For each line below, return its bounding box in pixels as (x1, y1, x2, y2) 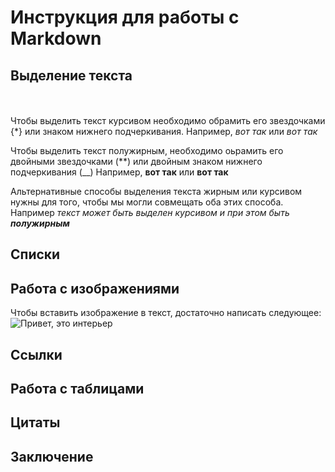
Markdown (10, 27, 102, 50)
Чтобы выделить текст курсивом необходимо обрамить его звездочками (10, 115, 326, 126)
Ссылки (10, 346, 63, 363)
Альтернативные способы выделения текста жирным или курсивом (10, 186, 303, 197)
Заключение (10, 448, 94, 465)
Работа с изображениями (10, 280, 180, 297)
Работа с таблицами (10, 380, 145, 397)
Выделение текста (10, 67, 133, 84)
